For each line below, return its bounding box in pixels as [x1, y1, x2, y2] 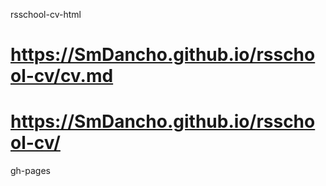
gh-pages [10, 165, 52, 177]
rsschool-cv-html [10, 9, 82, 20]
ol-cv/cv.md [10, 65, 114, 88]
